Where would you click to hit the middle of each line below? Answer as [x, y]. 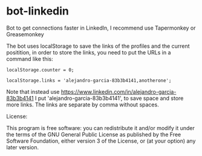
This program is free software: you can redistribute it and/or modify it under [100, 128]
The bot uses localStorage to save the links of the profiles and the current [98, 46]
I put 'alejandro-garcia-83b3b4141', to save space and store [109, 98]
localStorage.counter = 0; [40, 70]
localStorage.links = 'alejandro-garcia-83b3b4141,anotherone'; [89, 80]
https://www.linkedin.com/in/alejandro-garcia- [119, 91]
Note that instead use [33, 91]
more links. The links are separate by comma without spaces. [83, 105]
